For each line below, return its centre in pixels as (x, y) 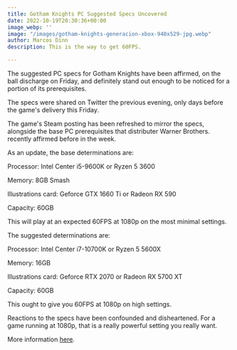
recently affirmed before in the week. (62, 139)
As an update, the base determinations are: (70, 153)
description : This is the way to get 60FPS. (74, 47)
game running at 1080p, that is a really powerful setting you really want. (112, 325)
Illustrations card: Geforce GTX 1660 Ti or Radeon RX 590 (92, 194)
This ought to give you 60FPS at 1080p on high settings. (90, 304)
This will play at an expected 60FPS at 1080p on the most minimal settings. (117, 222)
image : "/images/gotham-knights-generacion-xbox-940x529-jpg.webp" (110, 34)
